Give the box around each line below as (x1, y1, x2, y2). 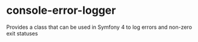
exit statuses (6, 29, 38, 37)
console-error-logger (6, 4, 116, 17)
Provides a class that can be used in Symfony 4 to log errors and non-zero (6, 23, 193, 31)
